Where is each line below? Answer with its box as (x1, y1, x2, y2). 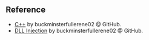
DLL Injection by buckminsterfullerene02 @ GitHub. (14, 27, 144, 34)
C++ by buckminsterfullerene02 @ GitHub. (14, 20, 122, 27)
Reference (5, 5, 46, 15)
